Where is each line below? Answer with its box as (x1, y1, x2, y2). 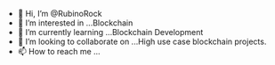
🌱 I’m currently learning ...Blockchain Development (17, 27, 204, 37)
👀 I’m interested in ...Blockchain (17, 18, 133, 28)
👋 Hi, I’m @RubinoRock (17, 9, 102, 18)
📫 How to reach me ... (17, 47, 101, 56)
